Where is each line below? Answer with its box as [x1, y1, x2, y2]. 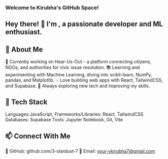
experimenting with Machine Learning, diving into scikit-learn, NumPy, [5, 72, 152, 78]
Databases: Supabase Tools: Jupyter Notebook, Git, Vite [5, 116, 123, 122]
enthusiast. [5, 28, 42, 37]
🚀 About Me [5, 45, 43, 54]
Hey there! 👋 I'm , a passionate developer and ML [5, 20, 163, 29]
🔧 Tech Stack [5, 97, 48, 106]
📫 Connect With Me [5, 132, 71, 141]
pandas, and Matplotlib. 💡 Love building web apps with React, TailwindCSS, [5, 77, 163, 83]
